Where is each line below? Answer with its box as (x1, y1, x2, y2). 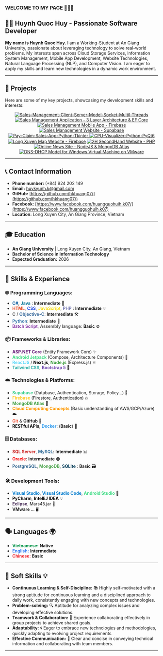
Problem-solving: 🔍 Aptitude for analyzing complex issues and (12, 603, 140, 608)
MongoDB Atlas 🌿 (12, 400, 49, 406)
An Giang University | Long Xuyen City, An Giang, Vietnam (12, 246, 130, 252)
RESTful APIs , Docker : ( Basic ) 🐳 (12, 423, 78, 429)
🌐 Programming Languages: (5, 289, 73, 296)
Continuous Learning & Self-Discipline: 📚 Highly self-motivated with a (12, 585, 156, 591)
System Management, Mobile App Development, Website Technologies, (5, 55, 148, 61)
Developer (5, 27, 37, 35)
